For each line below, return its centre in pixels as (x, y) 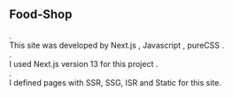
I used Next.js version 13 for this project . (84, 63)
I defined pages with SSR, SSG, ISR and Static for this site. (115, 82)
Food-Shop (41, 15)
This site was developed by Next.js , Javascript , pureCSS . (116, 45)
